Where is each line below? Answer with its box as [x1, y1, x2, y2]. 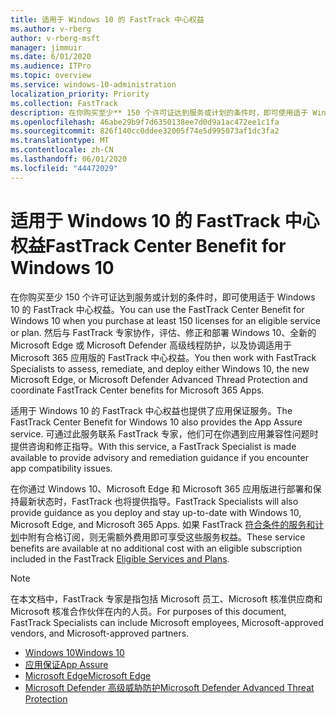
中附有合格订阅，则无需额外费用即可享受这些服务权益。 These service [19, 531, 306, 543]
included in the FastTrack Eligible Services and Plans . [10, 552, 230, 565]
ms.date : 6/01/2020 [10, 52, 92, 62]
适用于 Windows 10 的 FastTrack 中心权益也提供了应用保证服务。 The [10, 404, 293, 416]
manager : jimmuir [10, 42, 83, 53]
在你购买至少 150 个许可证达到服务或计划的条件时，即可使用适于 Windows [10, 291, 316, 303]
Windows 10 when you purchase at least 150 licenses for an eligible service [10, 314, 321, 326]
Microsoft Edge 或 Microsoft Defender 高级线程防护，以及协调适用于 [10, 339, 292, 351]
